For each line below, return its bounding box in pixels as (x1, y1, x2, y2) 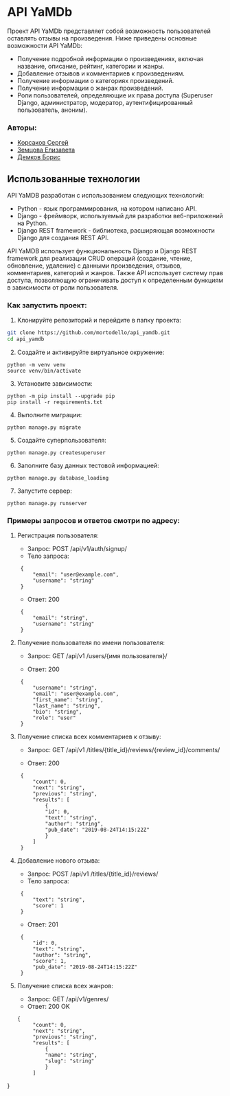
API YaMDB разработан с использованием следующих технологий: (7, 191, 205, 200)
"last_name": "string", (32, 703, 101, 710)
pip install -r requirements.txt (7, 399, 103, 406)
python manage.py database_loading (7, 475, 109, 482)
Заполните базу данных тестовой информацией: (16, 461, 159, 470)
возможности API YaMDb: (7, 41, 83, 49)
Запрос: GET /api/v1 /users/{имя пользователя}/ (27, 652, 168, 660)
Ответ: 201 (27, 920, 58, 929)
